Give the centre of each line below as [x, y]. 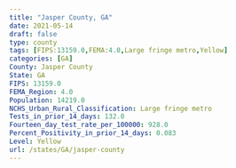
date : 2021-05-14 [41, 26]
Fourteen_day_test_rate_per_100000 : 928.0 [89, 125]
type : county [33, 42]
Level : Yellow [35, 141]
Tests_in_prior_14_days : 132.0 [67, 116]
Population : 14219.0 [47, 100]
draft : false [33, 34]
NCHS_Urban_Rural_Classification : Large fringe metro [111, 108]
